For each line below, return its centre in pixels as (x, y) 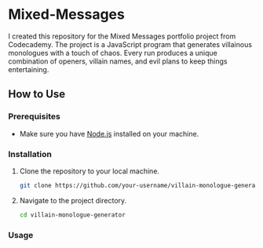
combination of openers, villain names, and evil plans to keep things (118, 61)
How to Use (37, 95)
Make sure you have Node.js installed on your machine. (109, 133)
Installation (30, 154)
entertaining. (29, 69)
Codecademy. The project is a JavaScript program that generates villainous (130, 44)
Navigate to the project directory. (73, 200)
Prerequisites (34, 117)
